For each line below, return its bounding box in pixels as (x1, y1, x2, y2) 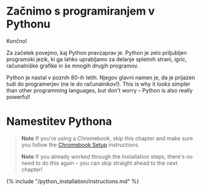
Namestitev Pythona (6, 114, 113, 128)
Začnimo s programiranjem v (6, 4, 155, 18)
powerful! (6, 93, 30, 100)
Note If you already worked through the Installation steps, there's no (21, 153, 193, 160)
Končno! (6, 37, 27, 44)
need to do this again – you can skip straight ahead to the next (21, 159, 178, 167)
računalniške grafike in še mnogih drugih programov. (6, 62, 139, 69)
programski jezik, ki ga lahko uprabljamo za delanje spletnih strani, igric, (6, 55, 187, 63)
